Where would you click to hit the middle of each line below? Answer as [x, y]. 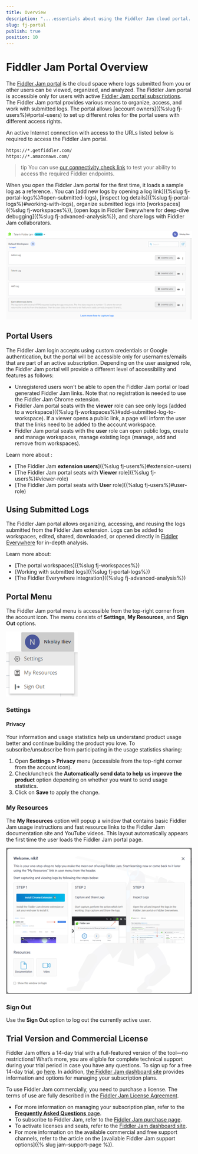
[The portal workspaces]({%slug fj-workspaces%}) [77, 565]
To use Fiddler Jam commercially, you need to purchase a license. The [92, 1089]
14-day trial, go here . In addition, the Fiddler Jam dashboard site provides [95, 1072]
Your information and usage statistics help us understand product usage [94, 737]
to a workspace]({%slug [44, 412]
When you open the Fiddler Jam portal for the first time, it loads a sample [95, 185]
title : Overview [26, 12]
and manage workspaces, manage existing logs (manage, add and [95, 437]
